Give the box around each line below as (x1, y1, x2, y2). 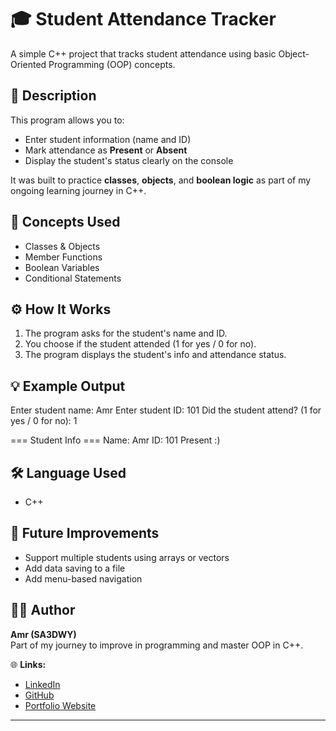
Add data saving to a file (24, 562, 126, 574)
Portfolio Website (24, 699, 97, 711)
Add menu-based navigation (24, 572, 143, 585)
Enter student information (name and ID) (24, 133, 192, 145)
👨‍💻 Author (10, 602, 76, 619)
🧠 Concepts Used (10, 214, 121, 231)
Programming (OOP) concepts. (48, 58, 176, 70)
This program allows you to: (10, 114, 125, 126)
